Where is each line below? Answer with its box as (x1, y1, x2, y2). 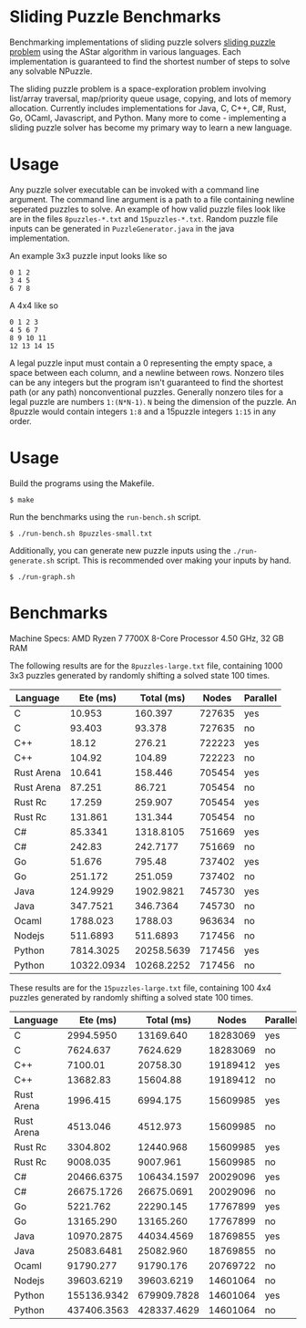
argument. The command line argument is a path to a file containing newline (9, 193, 295, 204)
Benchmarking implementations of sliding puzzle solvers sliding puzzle (9, 36, 276, 47)
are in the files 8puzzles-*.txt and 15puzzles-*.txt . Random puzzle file (9, 213, 279, 224)
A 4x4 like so (9, 299, 59, 311)
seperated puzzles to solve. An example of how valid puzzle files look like (9, 203, 286, 214)
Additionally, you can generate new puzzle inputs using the (9, 545, 231, 555)
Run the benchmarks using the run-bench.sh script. (9, 511, 202, 522)
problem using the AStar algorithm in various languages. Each (9, 46, 241, 57)
